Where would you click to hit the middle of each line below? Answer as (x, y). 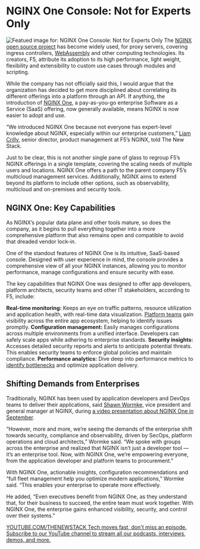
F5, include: (21, 296)
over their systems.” (31, 516)
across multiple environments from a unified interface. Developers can (93, 333)
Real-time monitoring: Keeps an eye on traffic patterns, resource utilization (99, 308)
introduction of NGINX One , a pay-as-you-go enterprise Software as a (92, 102)
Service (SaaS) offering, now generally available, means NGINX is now (93, 109)
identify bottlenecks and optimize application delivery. (72, 365)
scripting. (18, 72)
